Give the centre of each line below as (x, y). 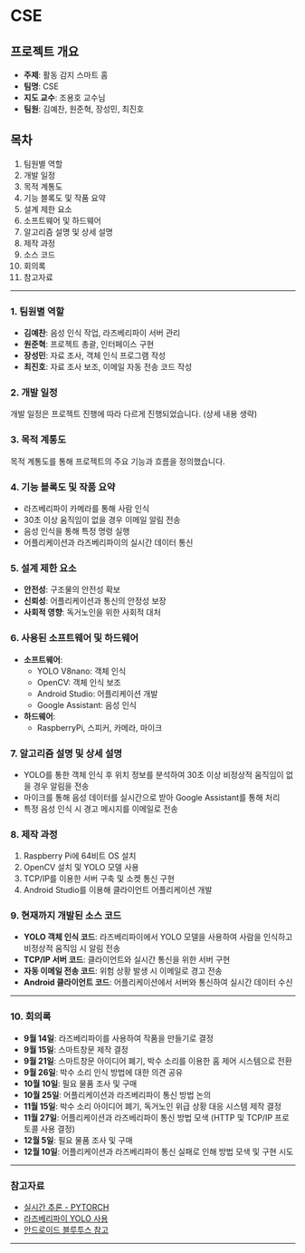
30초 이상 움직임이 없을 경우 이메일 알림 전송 (102, 520)
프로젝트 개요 (45, 51)
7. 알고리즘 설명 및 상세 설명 (67, 753)
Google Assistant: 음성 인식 (86, 704)
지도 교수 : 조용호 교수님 (64, 97)
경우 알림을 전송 (61, 786)
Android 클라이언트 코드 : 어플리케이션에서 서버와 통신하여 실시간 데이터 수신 (158, 982)
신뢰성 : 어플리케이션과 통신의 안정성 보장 (95, 601)
